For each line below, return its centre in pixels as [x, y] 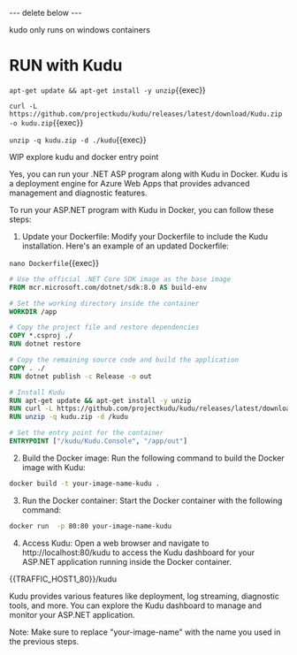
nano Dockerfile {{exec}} [54, 263]
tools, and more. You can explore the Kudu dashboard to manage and [136, 605]
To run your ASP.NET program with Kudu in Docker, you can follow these [141, 209]
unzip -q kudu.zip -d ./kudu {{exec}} [78, 140]
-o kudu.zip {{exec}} [46, 122]
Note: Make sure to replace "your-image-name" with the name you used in [145, 632]
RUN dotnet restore [45, 344]
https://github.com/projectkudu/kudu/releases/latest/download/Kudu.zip [146, 114]
